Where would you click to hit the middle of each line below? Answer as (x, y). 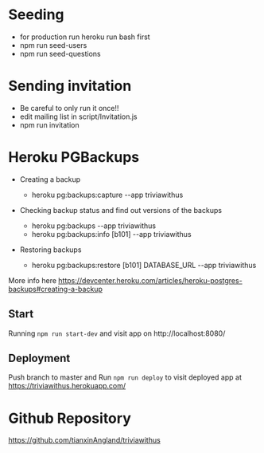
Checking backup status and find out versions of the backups (121, 210)
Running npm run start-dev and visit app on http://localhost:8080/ (117, 333)
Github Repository (70, 418)
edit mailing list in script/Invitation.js (78, 116)
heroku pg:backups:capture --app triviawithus (107, 195)
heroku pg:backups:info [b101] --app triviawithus (112, 234)
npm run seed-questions (60, 53)
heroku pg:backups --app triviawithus (94, 226)
